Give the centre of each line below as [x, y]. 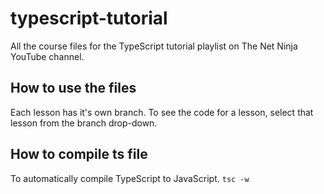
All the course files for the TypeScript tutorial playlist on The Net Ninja [154, 46]
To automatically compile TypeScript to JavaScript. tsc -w [130, 178]
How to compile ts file [79, 154]
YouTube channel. [47, 56]
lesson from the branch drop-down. [84, 123]
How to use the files [73, 88]
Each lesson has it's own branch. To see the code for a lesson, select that [162, 112]
